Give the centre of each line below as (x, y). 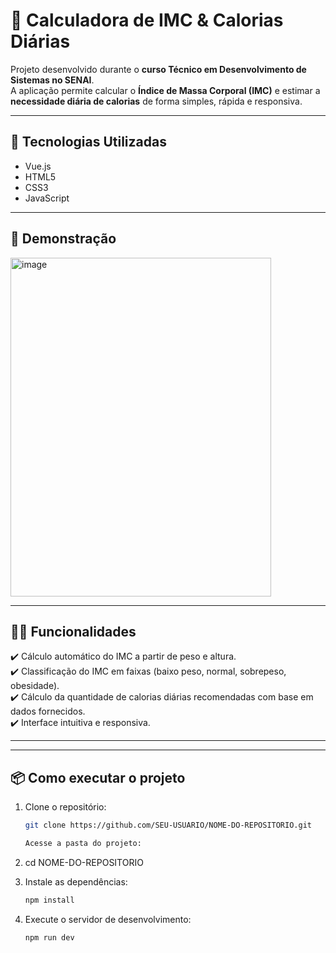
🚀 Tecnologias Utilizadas (88, 142)
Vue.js (38, 166)
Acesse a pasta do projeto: (83, 844)
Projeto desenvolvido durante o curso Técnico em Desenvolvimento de (158, 69)
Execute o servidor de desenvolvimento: (108, 919)
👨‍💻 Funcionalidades (73, 631)
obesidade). (35, 686)
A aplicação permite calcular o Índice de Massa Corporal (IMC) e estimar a (165, 90)
